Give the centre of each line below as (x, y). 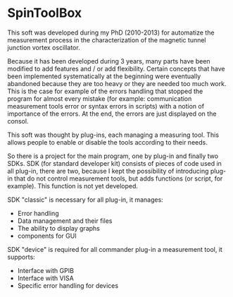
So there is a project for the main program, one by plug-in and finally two (113, 156)
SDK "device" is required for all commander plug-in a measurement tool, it (115, 249)
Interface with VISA (45, 278)
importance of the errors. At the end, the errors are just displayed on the (112, 114)
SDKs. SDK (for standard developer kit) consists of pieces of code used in (114, 163)
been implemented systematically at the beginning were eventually (104, 76)
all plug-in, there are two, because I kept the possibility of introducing (108, 171)
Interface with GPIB (45, 270)
